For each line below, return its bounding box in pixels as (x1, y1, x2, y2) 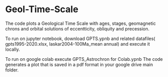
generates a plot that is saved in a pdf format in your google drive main (5, 61, 153, 67)
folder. (5, 67, 19, 73)
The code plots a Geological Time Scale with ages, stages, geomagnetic (5, 20, 156, 26)
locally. (5, 46, 20, 52)
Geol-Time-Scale (5, 4, 78, 15)
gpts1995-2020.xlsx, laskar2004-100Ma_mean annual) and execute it (5, 41, 150, 47)
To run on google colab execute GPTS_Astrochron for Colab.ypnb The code (5, 56, 163, 62)
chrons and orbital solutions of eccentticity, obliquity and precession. (5, 25, 150, 31)
